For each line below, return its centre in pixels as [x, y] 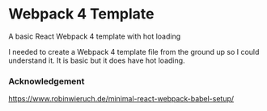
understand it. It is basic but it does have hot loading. [97, 60]
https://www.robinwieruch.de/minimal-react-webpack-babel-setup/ [121, 99]
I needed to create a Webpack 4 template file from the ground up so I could [134, 51]
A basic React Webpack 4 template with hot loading [95, 36]
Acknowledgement [47, 81]
